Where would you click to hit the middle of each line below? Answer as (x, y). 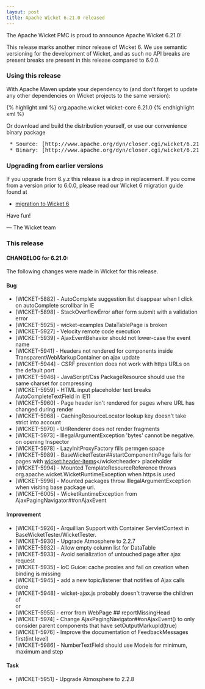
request (25, 561)
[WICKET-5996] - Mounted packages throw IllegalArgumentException (103, 481)
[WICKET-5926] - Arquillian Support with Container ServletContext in (102, 528)
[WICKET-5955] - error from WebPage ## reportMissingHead (92, 613)
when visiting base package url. (55, 487)
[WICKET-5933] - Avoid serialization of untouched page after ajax (98, 554)
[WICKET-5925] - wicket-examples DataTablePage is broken (91, 325)
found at (17, 192)
